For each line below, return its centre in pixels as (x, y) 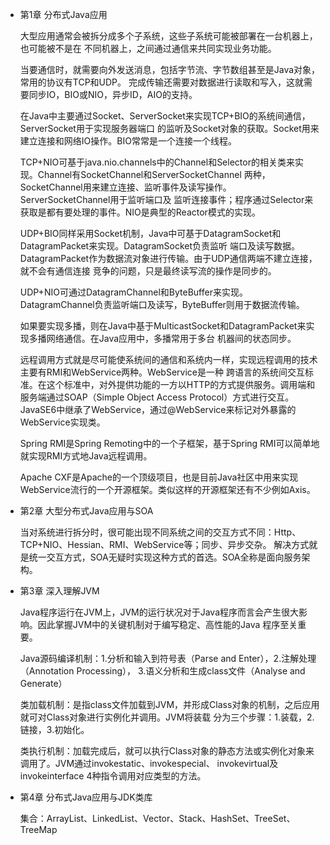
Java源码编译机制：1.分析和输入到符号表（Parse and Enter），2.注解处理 (168, 658)
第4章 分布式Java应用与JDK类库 (86, 797)
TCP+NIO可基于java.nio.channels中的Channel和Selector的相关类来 (157, 162)
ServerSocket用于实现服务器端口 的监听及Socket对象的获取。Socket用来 (169, 128)
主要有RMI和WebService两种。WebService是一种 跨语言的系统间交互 (162, 372)
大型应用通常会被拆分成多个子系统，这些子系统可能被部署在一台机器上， (168, 36)
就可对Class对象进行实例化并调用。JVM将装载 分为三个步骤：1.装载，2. (167, 717)
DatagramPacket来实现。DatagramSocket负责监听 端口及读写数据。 (160, 246)
